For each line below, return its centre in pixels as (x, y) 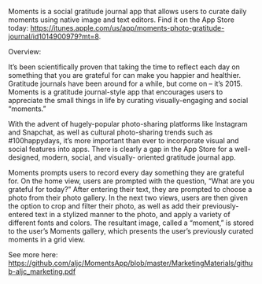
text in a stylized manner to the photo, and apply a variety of (133, 214)
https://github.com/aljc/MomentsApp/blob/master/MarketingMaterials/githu (131, 263)
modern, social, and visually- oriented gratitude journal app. (139, 157)
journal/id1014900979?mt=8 (54, 36)
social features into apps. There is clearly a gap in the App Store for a (121, 149)
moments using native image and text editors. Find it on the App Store (121, 20)
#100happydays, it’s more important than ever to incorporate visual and (124, 140)
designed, (24, 157)
